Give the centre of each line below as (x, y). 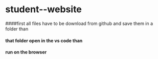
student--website (43, 9)
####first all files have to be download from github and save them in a (79, 23)
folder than (17, 28)
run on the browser (26, 52)
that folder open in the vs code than (44, 40)
